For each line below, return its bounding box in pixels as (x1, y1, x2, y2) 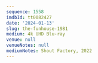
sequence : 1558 (6, 8, 44, 15)
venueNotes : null (6, 43, 50, 49)
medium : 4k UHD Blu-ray (6, 31, 66, 37)
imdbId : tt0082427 (6, 14, 52, 20)
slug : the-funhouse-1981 (6, 25, 68, 32)
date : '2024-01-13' (6, 20, 55, 26)
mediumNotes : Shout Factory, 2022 (6, 48, 93, 54)
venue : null (6, 37, 36, 43)
